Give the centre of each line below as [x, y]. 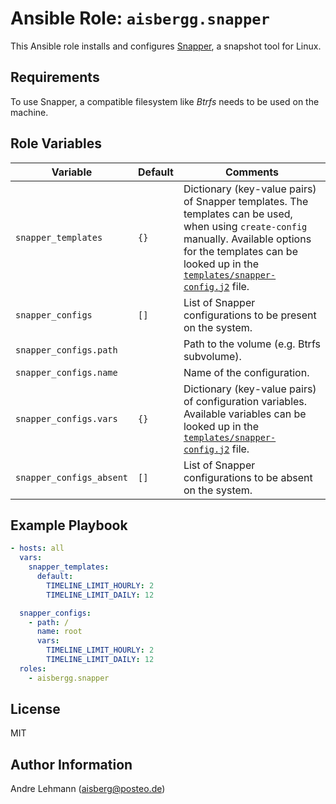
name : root [59, 632]
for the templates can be [240, 251]
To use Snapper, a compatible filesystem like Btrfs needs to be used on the [165, 101]
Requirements [55, 77]
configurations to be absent [248, 477]
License [35, 709]
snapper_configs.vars [66, 418]
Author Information [71, 764]
